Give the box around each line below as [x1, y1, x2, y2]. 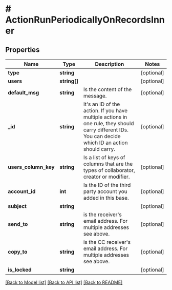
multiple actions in [83, 113, 127, 121]
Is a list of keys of [83, 154, 125, 161]
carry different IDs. [83, 126, 129, 133]
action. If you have [83, 107, 128, 114]
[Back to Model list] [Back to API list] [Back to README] [5, 279, 123, 285]
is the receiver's [83, 211, 122, 218]
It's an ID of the [83, 101, 120, 108]
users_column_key [8, 164, 55, 170]
